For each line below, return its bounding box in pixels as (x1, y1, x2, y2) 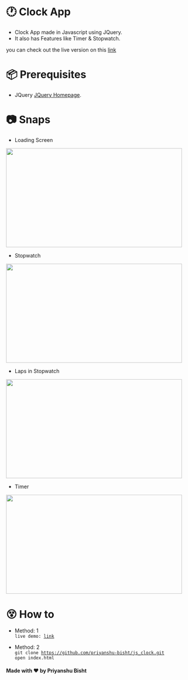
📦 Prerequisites (6, 68, 87, 82)
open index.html (14, 655, 54, 661)
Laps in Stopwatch (14, 367, 60, 374)
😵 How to (6, 608, 54, 621)
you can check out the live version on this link (6, 46, 117, 53)
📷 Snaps (6, 113, 51, 127)
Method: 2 (14, 644, 40, 651)
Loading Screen (14, 136, 53, 143)
